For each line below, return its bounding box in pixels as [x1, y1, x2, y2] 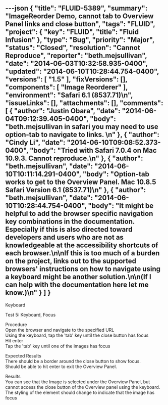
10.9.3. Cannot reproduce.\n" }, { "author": [5, 154, 143, 163]
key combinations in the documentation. [5, 217, 135, 226]
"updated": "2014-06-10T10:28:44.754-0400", [5, 67, 159, 76]
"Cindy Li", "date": [5, 139, 66, 147]
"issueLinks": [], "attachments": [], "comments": [5, 99, 163, 108]
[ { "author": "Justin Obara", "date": [5, 107, 121, 115]
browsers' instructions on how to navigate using [5, 265, 160, 274]
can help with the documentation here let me [5, 281, 149, 289]
